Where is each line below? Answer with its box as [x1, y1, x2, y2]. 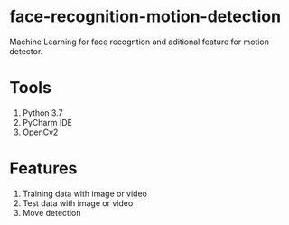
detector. [9, 45, 43, 56]
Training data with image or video [22, 188, 147, 199]
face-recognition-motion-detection [9, 6, 282, 27]
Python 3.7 [22, 107, 63, 118]
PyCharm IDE [22, 117, 72, 127]
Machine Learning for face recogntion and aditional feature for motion [9, 36, 269, 47]
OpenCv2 [22, 127, 59, 137]
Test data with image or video [22, 197, 134, 209]
